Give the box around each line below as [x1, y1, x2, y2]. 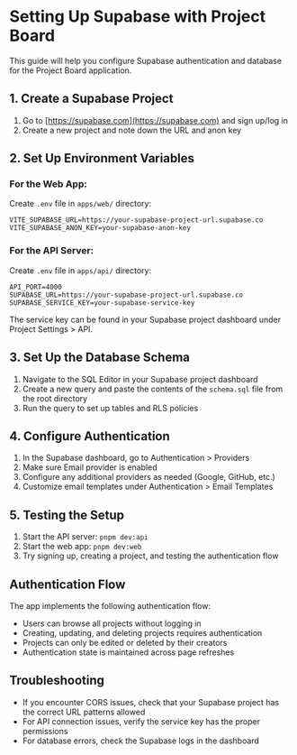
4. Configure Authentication [9, 428, 171, 444]
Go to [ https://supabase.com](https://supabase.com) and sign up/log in [22, 115, 288, 125]
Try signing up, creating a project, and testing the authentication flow [22, 550, 279, 561]
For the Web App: [9, 178, 87, 190]
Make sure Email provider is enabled [22, 462, 157, 473]
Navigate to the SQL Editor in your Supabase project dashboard [22, 373, 258, 384]
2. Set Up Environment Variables [9, 151, 195, 166]
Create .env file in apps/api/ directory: [9, 264, 151, 276]
